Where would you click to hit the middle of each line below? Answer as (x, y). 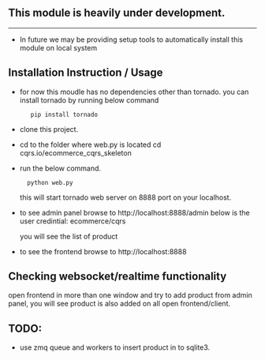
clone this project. (49, 129)
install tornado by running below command (89, 100)
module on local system (58, 47)
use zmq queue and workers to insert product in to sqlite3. (115, 347)
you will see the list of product (69, 236)
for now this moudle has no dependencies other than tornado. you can (134, 92)
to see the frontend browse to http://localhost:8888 (103, 251)
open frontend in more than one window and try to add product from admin (130, 295)
